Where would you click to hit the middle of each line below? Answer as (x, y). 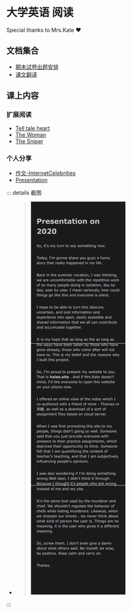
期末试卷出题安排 (37, 67)
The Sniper (29, 141)
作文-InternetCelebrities (45, 173)
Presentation (31, 180)
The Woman (31, 135)
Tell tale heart (33, 128)
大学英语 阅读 (40, 13)
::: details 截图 (24, 192)
